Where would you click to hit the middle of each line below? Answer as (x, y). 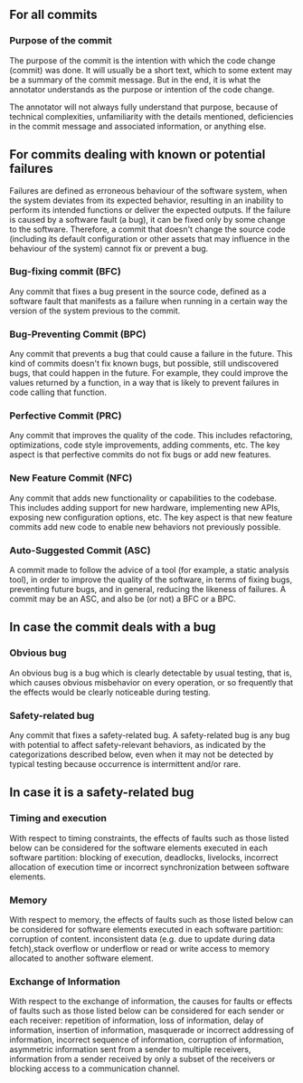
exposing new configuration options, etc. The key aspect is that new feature (151, 517)
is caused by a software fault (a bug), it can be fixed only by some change (148, 219)
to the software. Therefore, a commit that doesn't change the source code (148, 229)
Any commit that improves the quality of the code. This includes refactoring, (151, 436)
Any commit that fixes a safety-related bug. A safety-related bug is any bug (150, 735)
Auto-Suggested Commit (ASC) (80, 550)
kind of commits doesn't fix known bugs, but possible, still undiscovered (144, 364)
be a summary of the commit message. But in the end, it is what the (135, 80)
